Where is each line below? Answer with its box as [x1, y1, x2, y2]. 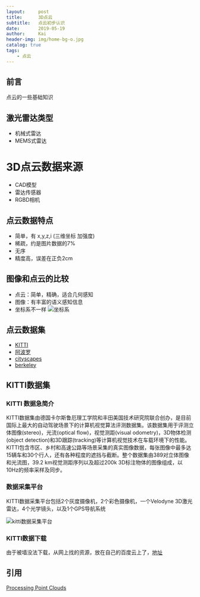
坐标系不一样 [14, 306, 46, 313]
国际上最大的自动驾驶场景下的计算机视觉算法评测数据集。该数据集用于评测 [6, 421, 189, 429]
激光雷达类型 [6, 113, 54, 123]
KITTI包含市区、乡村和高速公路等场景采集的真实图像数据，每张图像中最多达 [6, 444, 192, 451]
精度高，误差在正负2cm [14, 255, 73, 261]
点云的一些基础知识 [6, 94, 54, 101]
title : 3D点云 [6, 14, 53, 20]
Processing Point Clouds [6, 584, 67, 591]
